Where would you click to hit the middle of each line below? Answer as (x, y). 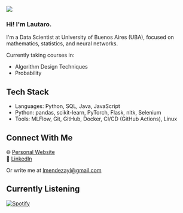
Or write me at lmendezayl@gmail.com (54, 170)
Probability (28, 73)
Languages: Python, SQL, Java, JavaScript (68, 106)
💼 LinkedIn (19, 159)
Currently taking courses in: (40, 55)
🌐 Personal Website (30, 152)
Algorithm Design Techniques (51, 67)
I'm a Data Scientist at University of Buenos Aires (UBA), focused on (90, 37)
